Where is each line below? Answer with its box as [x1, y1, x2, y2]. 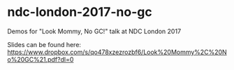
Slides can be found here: [7, 40, 82, 49]
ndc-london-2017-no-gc [7, 4, 152, 20]
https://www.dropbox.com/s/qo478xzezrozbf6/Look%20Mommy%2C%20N [7, 48, 227, 56]
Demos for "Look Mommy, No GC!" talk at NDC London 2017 [7, 27, 182, 35]
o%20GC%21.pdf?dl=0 [7, 55, 74, 63]
